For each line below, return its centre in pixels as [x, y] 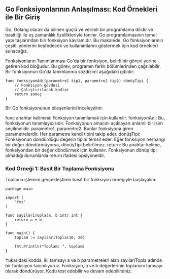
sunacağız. [17, 51]
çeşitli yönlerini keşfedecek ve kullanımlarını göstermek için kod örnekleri [82, 46]
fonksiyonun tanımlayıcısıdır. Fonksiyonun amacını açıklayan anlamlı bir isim [84, 123]
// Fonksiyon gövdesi [37, 85]
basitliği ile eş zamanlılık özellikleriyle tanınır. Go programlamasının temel [81, 35]
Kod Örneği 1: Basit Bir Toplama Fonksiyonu [60, 169]
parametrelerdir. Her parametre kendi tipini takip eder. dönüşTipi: [73, 134]
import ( [14, 198]
